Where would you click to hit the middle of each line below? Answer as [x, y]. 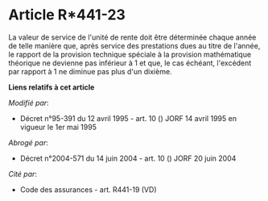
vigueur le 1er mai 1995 [58, 127]
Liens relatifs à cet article [52, 87]
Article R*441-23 [67, 15]
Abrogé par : [28, 142]
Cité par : [23, 174]
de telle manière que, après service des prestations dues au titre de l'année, [134, 45]
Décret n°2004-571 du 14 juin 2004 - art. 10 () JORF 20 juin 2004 [128, 158]
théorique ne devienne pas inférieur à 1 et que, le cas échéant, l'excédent [130, 63]
